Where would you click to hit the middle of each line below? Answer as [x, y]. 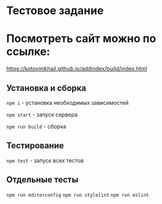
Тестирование [35, 145]
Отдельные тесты [42, 180]
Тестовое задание [55, 11]
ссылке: [28, 52]
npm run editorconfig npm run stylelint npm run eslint [78, 195]
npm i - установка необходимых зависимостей [68, 102]
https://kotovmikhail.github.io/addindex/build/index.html [77, 69]
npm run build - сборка [36, 126]
